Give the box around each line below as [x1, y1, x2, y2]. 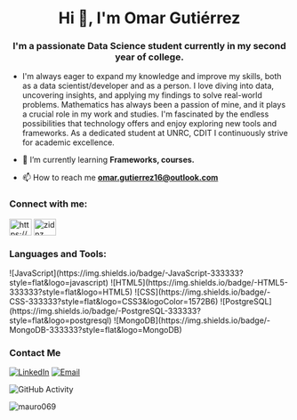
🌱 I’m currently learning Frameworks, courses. [21, 155, 196, 166]
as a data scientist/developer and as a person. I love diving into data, [21, 80, 274, 92]
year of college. [115, 51, 184, 63]
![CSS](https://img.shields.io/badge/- [134, 287, 271, 297]
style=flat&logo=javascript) [9, 278, 109, 288]
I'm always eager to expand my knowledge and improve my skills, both [21, 71, 282, 82]
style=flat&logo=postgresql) [9, 315, 113, 326]
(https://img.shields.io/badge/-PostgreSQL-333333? [9, 306, 202, 317]
